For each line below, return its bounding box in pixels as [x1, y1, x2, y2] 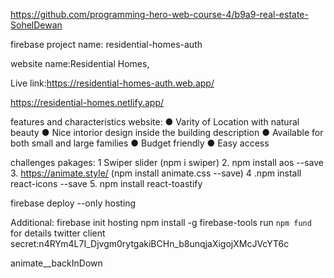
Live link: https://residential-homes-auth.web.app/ [10, 77, 215, 89]
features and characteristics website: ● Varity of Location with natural [10, 116, 300, 128]
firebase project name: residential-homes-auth [10, 39, 203, 50]
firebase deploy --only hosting [10, 197, 137, 209]
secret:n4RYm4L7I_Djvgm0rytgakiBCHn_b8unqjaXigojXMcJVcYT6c [10, 238, 290, 249]
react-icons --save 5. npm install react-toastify [10, 178, 203, 189]
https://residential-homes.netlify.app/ [10, 97, 165, 108]
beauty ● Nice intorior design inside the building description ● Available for [10, 127, 324, 138]
